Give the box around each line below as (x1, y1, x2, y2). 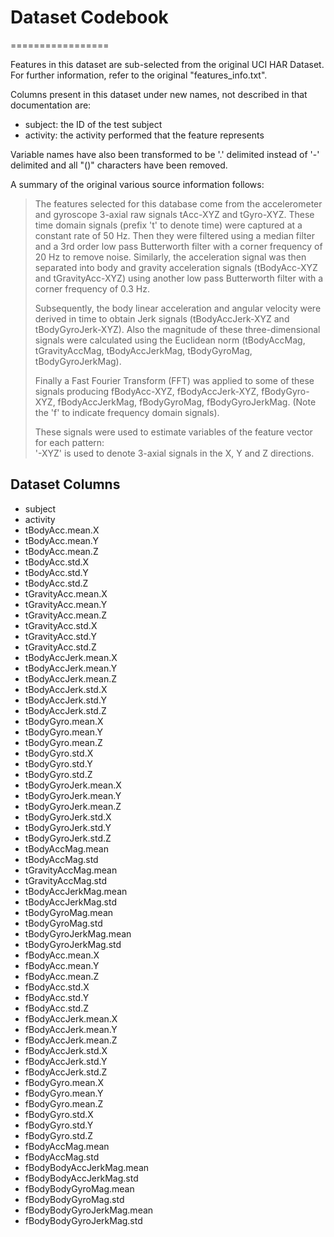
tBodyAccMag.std (24, 853, 99, 865)
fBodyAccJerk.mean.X (24, 1012, 118, 1025)
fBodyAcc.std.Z (24, 1002, 90, 1014)
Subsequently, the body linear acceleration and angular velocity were (34, 302, 322, 314)
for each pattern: (34, 436, 105, 448)
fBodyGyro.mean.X (24, 1076, 105, 1088)
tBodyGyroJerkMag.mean (24, 927, 132, 940)
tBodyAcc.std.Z (24, 577, 89, 589)
